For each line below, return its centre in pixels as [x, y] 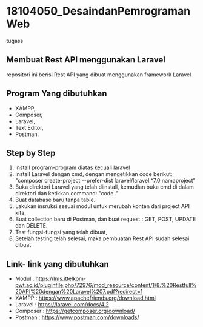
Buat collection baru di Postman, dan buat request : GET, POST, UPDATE [105, 219]
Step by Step [31, 153]
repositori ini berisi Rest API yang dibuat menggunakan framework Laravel [99, 75]
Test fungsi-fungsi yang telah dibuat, [61, 232]
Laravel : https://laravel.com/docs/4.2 [62, 305]
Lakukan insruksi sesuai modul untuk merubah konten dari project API [102, 206]
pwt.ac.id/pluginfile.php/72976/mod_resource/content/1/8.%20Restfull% [106, 285]
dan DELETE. [31, 226]
